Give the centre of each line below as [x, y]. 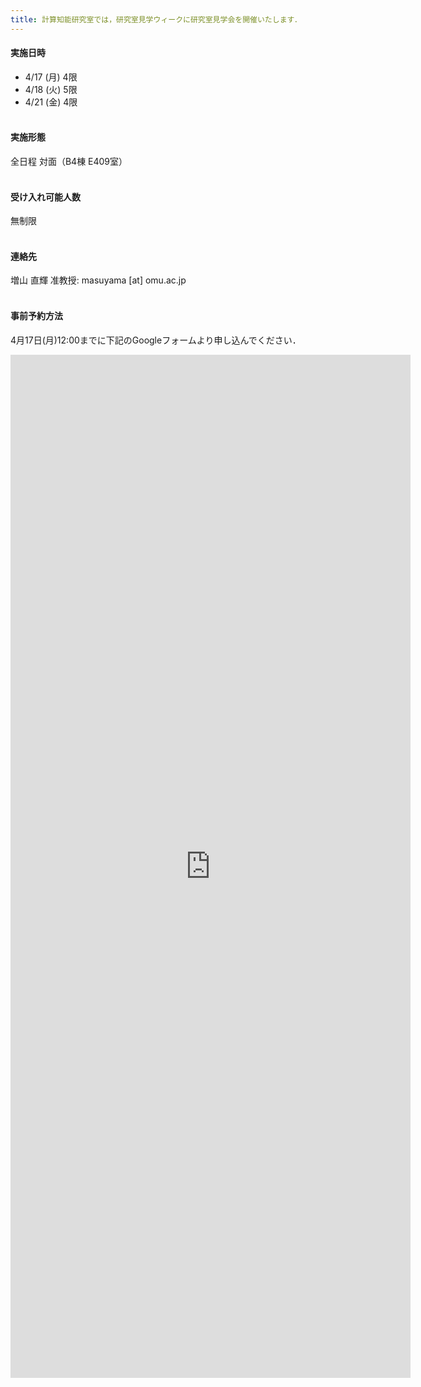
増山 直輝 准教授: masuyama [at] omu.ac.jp [98, 280]
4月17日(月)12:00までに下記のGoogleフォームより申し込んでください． [156, 340]
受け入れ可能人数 [45, 197]
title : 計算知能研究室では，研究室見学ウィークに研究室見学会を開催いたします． [156, 19]
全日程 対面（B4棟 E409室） [69, 162]
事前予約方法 [36, 316]
